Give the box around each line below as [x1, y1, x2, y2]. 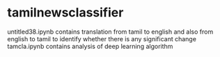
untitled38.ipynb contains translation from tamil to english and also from [7, 27, 214, 36]
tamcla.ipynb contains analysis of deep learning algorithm [7, 42, 173, 50]
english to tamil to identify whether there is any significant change [7, 34, 197, 43]
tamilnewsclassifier [7, 5, 124, 21]
